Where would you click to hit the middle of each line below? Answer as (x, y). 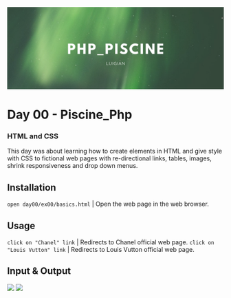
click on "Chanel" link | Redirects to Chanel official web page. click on (111, 242)
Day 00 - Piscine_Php (70, 115)
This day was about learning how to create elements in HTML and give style (114, 151)
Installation (32, 188)
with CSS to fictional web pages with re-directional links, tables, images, (109, 158)
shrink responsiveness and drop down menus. (73, 166)
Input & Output (39, 271)
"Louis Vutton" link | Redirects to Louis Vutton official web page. (101, 250)
